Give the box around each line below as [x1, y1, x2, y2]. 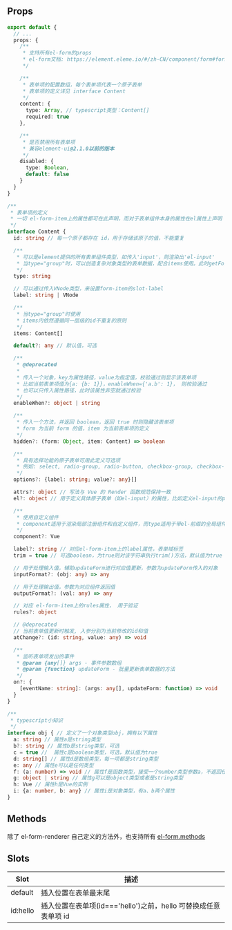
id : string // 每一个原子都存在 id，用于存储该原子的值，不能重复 [13, 235, 184, 242]
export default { [7, 23, 57, 30]
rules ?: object [13, 609, 57, 616]
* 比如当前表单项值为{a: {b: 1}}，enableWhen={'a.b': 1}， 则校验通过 [16, 380, 207, 388]
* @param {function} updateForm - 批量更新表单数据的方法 [16, 666, 175, 673]
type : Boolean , [25, 164, 70, 171]
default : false [25, 171, 70, 178]
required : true [25, 113, 70, 120]
